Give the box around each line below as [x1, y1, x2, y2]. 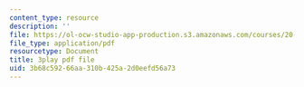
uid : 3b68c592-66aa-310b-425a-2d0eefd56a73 [9, 64, 176, 73]
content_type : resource [9, 13, 100, 23]
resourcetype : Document [9, 47, 100, 56]
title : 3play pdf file [9, 55, 95, 64]
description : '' [9, 22, 71, 31]
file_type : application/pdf [9, 38, 116, 48]
